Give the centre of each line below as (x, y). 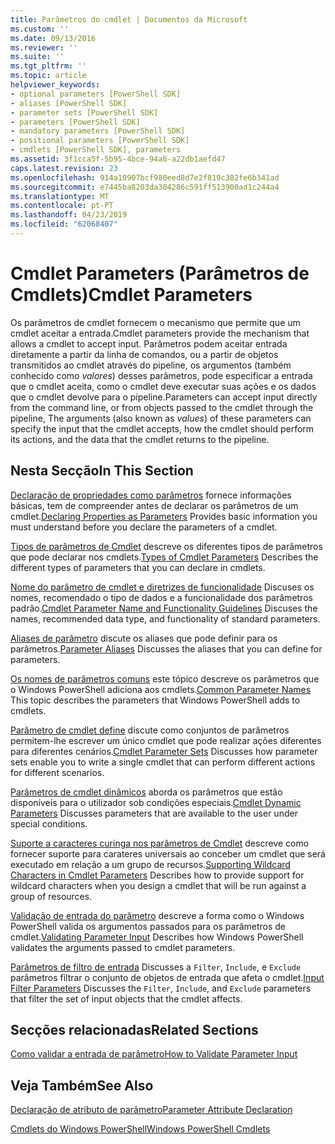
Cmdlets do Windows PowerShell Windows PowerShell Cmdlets (140, 1129)
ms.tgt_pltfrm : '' (48, 66)
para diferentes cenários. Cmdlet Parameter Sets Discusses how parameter (164, 751)
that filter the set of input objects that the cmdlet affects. (126, 998)
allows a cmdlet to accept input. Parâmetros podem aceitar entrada (149, 343)
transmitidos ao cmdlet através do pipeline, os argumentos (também (151, 365)
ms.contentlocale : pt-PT (62, 206)
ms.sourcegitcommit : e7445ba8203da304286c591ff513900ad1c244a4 (145, 187)
